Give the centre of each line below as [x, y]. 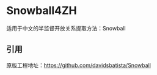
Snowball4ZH [42, 11]
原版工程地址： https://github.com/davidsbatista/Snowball [79, 65]
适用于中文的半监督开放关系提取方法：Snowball [66, 28]
